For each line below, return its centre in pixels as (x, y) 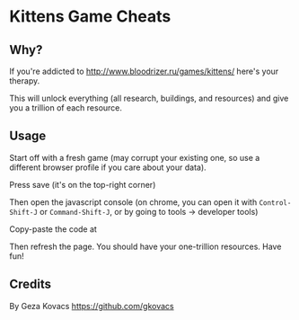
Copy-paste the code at (53, 229)
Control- (275, 203)
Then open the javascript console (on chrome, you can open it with (133, 202)
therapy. (25, 81)
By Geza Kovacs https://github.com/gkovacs (92, 306)
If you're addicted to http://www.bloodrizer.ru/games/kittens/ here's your (144, 71)
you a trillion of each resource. (66, 108)
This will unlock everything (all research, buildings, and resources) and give (149, 98)
